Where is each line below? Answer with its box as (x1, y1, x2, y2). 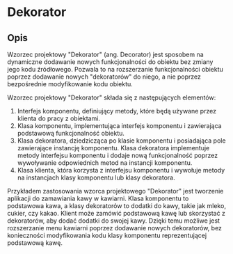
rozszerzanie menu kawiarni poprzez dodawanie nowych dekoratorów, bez (7, 224, 223, 232)
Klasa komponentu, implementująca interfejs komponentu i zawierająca (17, 122, 222, 129)
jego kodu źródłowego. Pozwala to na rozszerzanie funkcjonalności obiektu (7, 65, 224, 73)
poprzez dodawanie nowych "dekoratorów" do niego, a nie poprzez (7, 72, 202, 81)
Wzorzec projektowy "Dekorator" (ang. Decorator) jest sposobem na (7, 50, 204, 58)
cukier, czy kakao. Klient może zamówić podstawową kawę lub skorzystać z (7, 209, 226, 217)
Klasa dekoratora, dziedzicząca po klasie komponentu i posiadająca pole (17, 136, 226, 145)
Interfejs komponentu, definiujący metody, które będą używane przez (17, 107, 217, 115)
